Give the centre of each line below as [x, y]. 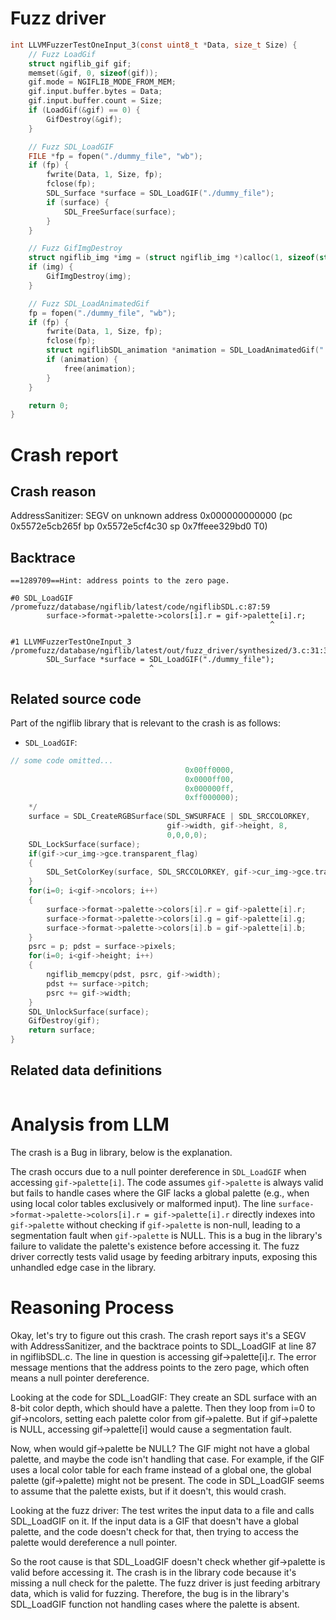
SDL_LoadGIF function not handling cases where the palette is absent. [155, 1604]
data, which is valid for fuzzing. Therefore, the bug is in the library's [150, 1593]
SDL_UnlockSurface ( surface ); [89, 1012]
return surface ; [62, 1030]
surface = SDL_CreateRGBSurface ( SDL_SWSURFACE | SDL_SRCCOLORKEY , [169, 817]
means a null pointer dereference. [80, 1378]
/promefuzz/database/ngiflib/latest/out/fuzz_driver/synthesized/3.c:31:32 [171, 651]
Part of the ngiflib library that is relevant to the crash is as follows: [146, 723]
